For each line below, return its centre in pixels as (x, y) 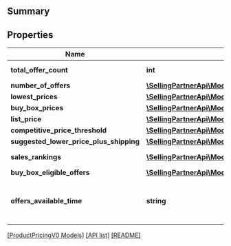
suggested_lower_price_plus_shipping (75, 142)
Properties (30, 35)
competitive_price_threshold (59, 130)
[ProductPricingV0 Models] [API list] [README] (74, 235)
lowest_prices (34, 97)
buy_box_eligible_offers (50, 173)
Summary (29, 11)
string (156, 201)
